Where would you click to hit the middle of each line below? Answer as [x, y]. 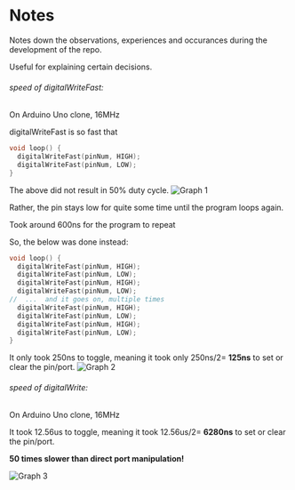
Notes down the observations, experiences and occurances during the [139, 40]
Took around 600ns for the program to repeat [92, 224]
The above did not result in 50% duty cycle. [89, 190]
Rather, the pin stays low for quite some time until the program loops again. [147, 207]
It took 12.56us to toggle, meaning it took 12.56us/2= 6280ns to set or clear [147, 432]
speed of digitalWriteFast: [56, 87]
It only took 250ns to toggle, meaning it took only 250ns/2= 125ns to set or [147, 357]
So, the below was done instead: [69, 242]
